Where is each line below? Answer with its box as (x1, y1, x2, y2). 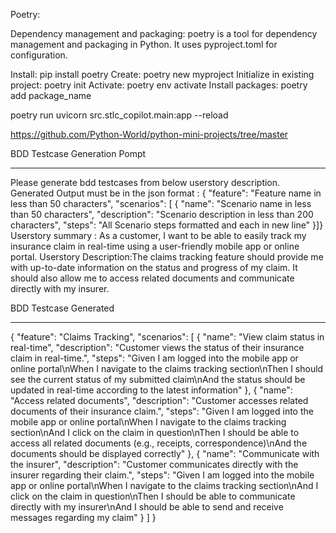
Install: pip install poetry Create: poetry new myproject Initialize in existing (10, 69, 315, 80)
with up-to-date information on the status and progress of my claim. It (10, 262, 298, 273)
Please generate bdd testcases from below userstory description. (10, 177, 281, 188)
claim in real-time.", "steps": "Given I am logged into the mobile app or (10, 352, 299, 364)
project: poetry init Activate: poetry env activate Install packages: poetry (10, 79, 308, 91)
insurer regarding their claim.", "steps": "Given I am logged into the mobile (10, 469, 315, 481)
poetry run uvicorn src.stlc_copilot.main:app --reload (10, 109, 229, 121)
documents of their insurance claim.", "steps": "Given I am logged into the (10, 405, 314, 417)
